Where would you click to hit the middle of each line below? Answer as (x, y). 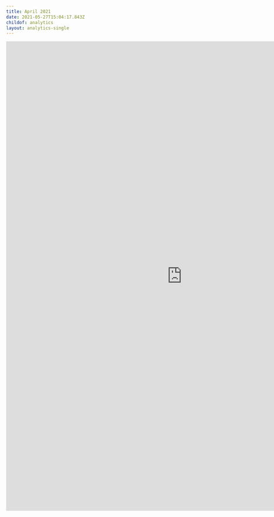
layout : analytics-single (37, 28)
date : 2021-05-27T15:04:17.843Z (45, 17)
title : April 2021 (28, 11)
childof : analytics (30, 22)
